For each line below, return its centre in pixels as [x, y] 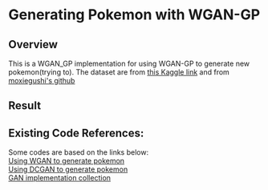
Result [25, 106]
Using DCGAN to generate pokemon [68, 169]
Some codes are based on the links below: [79, 152]
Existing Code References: [76, 133]
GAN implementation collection [59, 178]
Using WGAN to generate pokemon [67, 161]
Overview [33, 44]
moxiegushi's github [42, 81]
